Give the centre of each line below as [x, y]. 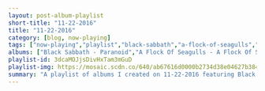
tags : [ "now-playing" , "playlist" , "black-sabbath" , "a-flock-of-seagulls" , [132, 45]
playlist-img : [32, 67]
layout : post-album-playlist [56, 15]
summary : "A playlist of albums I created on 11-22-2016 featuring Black [132, 74]
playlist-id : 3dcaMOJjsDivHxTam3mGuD [70, 60]
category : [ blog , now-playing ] [60, 38]
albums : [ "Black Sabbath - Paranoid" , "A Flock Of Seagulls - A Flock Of [130, 52]
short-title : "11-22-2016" [52, 23]
